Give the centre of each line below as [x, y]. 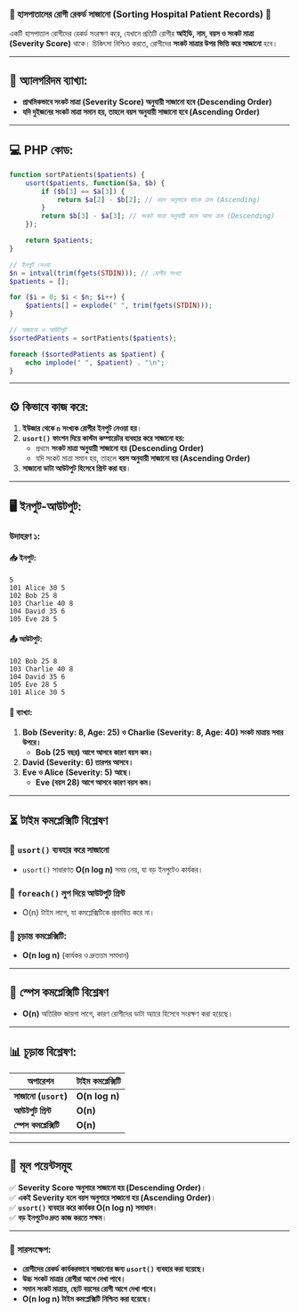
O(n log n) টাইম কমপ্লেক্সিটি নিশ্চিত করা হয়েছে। [87, 1299]
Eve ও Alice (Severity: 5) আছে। [77, 772]
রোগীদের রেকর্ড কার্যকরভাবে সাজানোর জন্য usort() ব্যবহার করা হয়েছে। [114, 1269]
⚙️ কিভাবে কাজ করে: [49, 407]
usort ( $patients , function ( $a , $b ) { [95, 183]
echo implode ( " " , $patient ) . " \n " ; [95, 362]
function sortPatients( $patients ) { [77, 174]
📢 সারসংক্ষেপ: [30, 1249]
